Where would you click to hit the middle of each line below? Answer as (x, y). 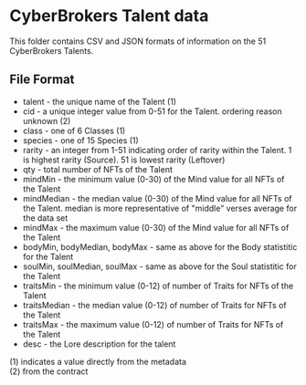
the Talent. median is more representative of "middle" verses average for (160, 208)
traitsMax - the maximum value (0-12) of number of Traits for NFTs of (153, 324)
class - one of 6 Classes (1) (74, 130)
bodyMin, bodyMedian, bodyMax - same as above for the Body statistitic (160, 246)
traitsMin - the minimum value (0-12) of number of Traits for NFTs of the (158, 286)
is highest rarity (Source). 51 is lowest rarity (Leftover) (124, 160)
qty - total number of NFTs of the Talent (98, 169)
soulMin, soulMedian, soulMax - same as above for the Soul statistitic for (159, 266)
